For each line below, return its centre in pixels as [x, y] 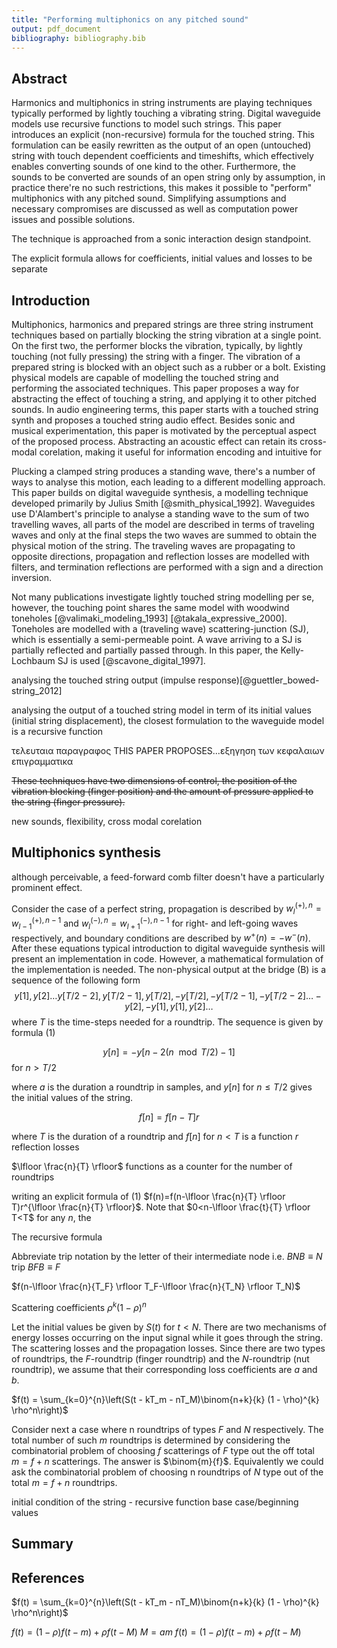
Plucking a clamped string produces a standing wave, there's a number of [163, 471]
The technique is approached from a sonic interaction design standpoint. [161, 239]
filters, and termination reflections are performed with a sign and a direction [167, 567]
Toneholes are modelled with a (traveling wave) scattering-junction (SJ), [160, 629]
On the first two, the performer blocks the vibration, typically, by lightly [157, 345]
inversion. [31, 577]
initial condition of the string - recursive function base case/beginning [155, 1502]
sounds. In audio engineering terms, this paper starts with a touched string [165, 409]
